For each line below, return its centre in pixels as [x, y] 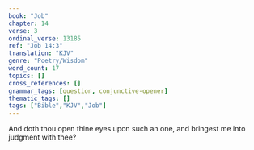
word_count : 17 [34, 69]
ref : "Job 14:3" [36, 46]
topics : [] [27, 76]
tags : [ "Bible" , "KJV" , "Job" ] [57, 106]
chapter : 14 [28, 23]
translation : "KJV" [41, 53]
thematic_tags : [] [39, 98]
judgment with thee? [42, 137]
